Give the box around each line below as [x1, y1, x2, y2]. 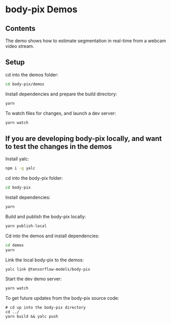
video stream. [5, 43, 34, 49]
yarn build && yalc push [5, 314, 58, 319]
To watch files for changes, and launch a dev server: [5, 110, 116, 116]
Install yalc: [5, 156, 29, 162]
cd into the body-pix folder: [5, 175, 63, 181]
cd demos [5, 242, 24, 247]
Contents [5, 24, 36, 33]
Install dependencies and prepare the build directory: [5, 91, 117, 97]
